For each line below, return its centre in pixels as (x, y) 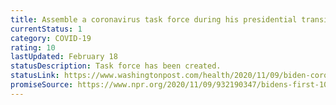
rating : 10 (33, 47)
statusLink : (35, 76)
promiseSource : (42, 85)
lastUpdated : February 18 (64, 57)
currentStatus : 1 (46, 29)
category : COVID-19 (51, 38)
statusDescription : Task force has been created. (116, 66)
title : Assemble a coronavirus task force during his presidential (154, 19)
